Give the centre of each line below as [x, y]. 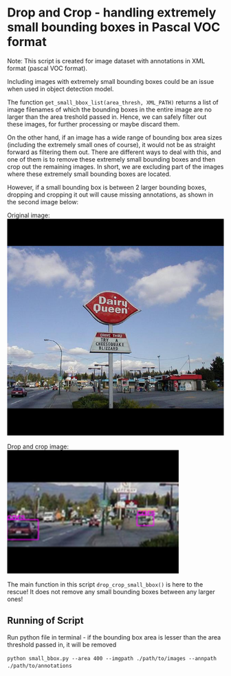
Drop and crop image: [38, 446]
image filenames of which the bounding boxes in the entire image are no [109, 109]
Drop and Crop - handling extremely [112, 13]
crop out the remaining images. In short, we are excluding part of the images [115, 166]
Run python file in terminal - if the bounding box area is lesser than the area [114, 637]
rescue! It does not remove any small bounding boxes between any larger [111, 591]
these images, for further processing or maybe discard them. [93, 124]
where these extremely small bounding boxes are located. [89, 174]
